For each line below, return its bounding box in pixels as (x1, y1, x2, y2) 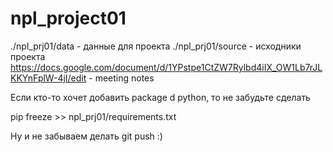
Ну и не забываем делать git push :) (10, 130, 163, 142)
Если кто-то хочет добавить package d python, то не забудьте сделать (10, 91, 311, 103)
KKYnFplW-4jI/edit (10, 72, 87, 84)
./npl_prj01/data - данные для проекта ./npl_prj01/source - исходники (10, 40, 302, 52)
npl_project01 (10, 7, 127, 30)
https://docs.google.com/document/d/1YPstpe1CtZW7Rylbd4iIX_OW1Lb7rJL (10, 61, 323, 73)
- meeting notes (88, 72, 155, 84)
